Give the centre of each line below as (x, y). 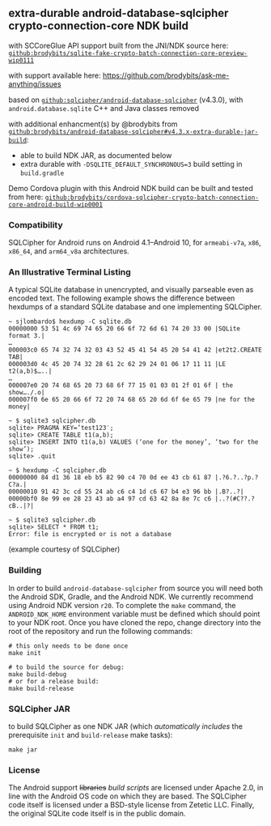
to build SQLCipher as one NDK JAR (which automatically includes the (125, 726)
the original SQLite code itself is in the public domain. (97, 814)
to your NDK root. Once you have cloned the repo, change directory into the (135, 622)
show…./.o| (27, 393)
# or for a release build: (54, 681)
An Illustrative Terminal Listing (70, 272)
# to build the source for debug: (67, 667)
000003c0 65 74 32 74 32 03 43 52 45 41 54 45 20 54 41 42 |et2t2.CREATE (135, 350)
